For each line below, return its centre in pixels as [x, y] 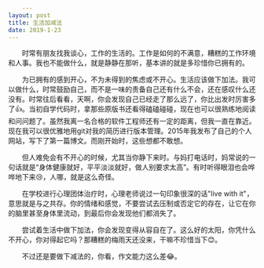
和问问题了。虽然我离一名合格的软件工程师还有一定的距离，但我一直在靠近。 [132, 121]
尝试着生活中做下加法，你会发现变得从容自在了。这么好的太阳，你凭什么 [139, 230]
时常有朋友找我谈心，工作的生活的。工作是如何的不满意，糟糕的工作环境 [139, 53]
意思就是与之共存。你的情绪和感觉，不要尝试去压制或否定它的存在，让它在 [128, 204]
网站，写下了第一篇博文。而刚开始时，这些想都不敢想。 [97, 141]
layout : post [29, 15]
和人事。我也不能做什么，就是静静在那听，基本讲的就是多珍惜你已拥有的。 [128, 63]
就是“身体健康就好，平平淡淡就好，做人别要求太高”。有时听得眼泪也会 [135, 167]
